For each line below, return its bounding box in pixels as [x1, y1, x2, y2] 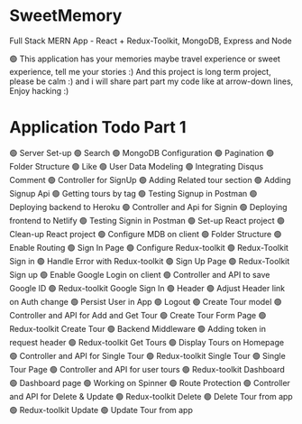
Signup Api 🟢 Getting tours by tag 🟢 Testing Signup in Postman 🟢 [9, 188, 258, 198]
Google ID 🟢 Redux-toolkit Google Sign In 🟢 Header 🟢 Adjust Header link [9, 282, 286, 293]
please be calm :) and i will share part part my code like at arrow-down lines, [9, 76, 294, 87]
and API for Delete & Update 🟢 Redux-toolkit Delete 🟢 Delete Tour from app [9, 391, 293, 401]
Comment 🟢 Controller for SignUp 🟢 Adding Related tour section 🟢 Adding [9, 174, 291, 185]
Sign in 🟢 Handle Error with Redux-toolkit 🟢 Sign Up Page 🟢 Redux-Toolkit [9, 255, 290, 266]
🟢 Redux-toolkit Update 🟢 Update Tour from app [9, 404, 194, 415]
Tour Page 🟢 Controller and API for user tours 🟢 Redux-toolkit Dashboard [9, 364, 286, 374]
